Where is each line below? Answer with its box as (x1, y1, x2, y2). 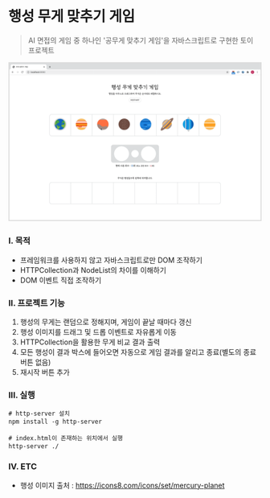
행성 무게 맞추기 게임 (8, 7, 135, 26)
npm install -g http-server (8, 418, 103, 426)
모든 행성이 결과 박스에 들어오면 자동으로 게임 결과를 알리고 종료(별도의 (19, 348, 242, 357)
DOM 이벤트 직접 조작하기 (19, 275, 102, 285)
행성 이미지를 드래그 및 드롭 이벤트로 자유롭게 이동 (19, 327, 177, 337)
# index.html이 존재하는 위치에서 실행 (8, 434, 123, 442)
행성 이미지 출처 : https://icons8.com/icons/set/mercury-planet (19, 480, 225, 490)
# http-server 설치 (8, 410, 71, 418)
